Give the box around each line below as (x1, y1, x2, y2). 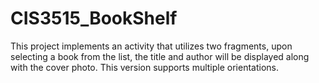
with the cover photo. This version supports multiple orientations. (10, 61, 280, 73)
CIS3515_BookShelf (10, 7, 178, 30)
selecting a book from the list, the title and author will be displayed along (10, 50, 310, 62)
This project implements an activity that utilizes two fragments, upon (10, 40, 293, 52)
